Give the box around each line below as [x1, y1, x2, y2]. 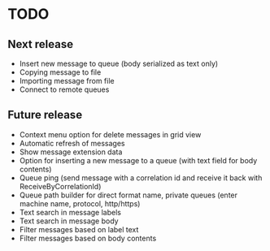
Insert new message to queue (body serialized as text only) [19, 58, 219, 68]
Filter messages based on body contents [19, 233, 157, 243]
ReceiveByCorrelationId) [19, 181, 102, 191]
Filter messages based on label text [19, 224, 139, 234]
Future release [7, 108, 83, 122]
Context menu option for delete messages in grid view [19, 129, 202, 139]
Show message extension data [19, 147, 123, 157]
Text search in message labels [19, 207, 121, 217]
